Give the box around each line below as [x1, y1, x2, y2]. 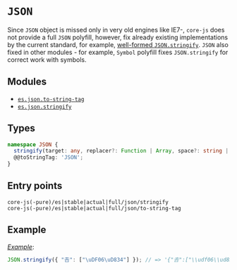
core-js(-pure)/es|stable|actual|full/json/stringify [7, 198, 169, 205]
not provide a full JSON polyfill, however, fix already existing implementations [7, 33, 228, 41]
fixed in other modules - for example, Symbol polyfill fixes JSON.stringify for [7, 48, 229, 56]
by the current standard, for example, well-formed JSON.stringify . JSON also [7, 40, 229, 49]
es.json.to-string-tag [17, 96, 85, 103]
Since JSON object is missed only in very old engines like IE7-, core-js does [7, 25, 225, 34]
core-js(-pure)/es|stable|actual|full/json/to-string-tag [7, 205, 181, 212]
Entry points [7, 180, 63, 192]
